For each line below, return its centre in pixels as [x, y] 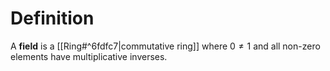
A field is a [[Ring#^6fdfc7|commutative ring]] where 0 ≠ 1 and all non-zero [165, 46]
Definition [52, 18]
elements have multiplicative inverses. [89, 56]
